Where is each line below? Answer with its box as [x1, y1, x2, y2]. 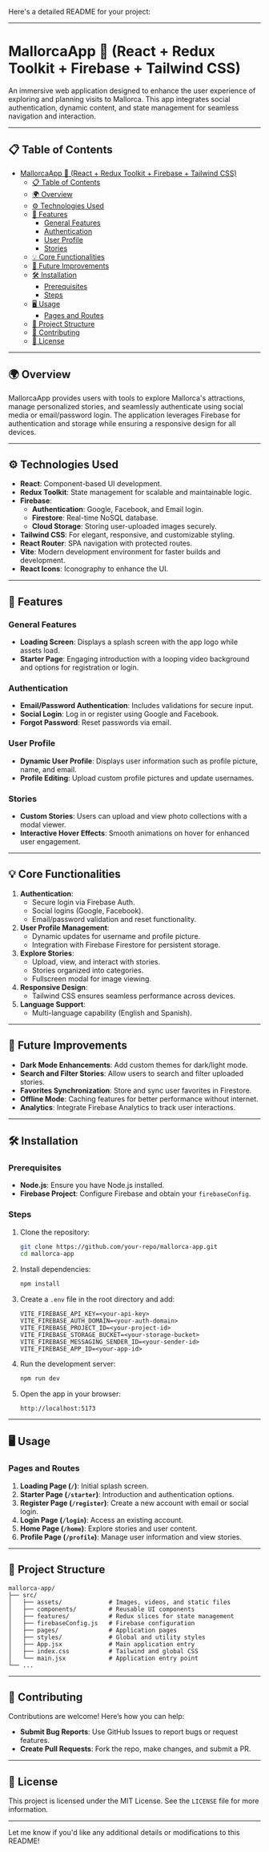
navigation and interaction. [8, 111, 96, 121]
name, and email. [19, 764, 78, 774]
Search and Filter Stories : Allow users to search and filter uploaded [19, 1069, 244, 1078]
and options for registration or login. [19, 662, 139, 672]
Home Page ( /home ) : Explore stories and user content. [19, 1524, 198, 1533]
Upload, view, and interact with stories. [31, 956, 161, 966]
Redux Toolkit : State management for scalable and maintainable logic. [19, 488, 252, 497]
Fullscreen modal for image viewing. [31, 973, 152, 984]
